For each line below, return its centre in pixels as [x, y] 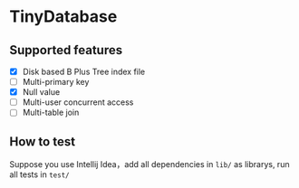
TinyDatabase [63, 17]
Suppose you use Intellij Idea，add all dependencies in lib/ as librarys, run [149, 164]
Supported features [66, 50]
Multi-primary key [56, 82]
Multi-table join [51, 113]
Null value [41, 92]
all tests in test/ [39, 174]
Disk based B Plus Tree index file [84, 71]
